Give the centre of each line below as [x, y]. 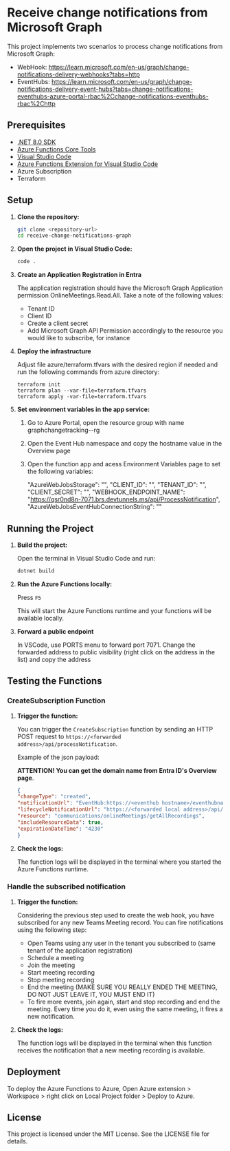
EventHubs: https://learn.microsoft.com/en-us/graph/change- [104, 81]
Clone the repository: [48, 217]
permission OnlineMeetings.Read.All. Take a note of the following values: [120, 295]
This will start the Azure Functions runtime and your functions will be [114, 610]
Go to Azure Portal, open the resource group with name [106, 423]
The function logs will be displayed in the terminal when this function [114, 1043]
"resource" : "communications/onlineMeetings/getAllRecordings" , [111, 816]
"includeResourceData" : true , [60, 822]
